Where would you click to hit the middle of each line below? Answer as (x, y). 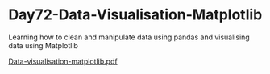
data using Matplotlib (44, 45)
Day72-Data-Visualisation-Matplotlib (135, 15)
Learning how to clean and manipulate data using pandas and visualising (129, 37)
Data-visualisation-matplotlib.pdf (63, 61)
